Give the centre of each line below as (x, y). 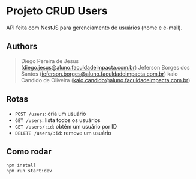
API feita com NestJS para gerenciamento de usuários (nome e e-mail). (94, 28)
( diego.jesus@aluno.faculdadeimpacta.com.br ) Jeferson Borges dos (105, 67)
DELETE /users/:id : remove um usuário (63, 133)
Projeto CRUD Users (57, 11)
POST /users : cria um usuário (50, 114)
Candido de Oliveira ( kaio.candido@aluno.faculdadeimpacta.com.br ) (105, 80)
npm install (21, 165)
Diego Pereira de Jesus (50, 61)
